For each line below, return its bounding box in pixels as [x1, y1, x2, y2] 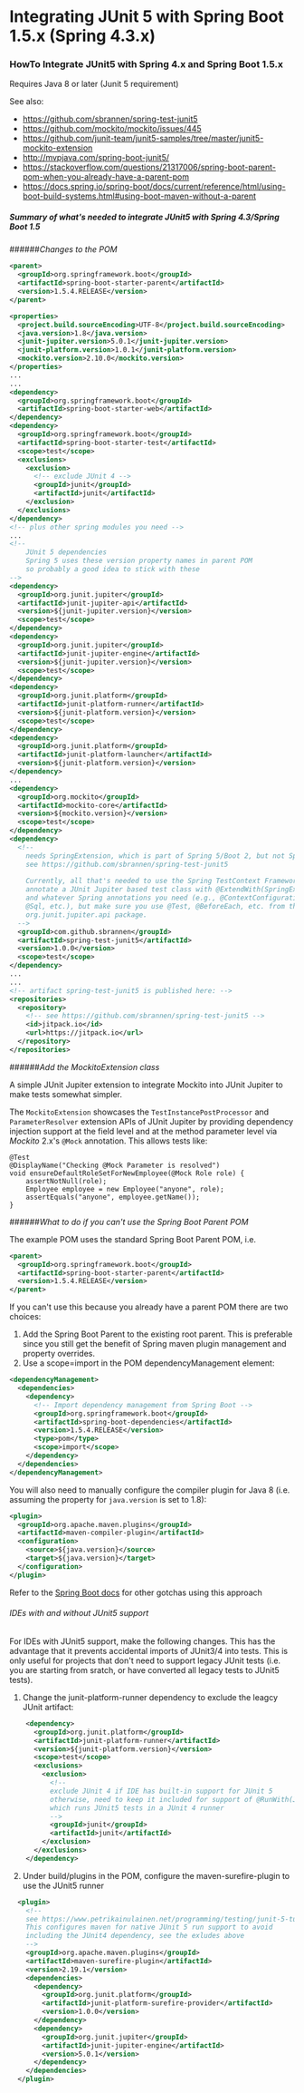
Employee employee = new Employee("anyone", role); [25, 1184, 224, 1193]
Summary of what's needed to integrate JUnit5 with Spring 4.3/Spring [9, 211, 280, 223]
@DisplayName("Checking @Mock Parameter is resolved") [9, 1161, 221, 1170]
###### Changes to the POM [9, 244, 118, 255]
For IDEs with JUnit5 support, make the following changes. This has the [9, 1635, 276, 1647]
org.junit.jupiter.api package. [25, 910, 147, 920]
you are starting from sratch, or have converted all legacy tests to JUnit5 [9, 1664, 280, 1675]
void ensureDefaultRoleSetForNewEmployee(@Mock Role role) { [9, 1168, 245, 1178]
